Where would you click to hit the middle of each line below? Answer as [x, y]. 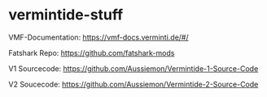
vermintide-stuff [66, 15]
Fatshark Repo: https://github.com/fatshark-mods [92, 53]
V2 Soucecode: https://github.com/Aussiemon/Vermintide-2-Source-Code [133, 84]
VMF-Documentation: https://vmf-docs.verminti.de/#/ [98, 37]
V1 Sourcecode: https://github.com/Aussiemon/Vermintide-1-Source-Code [133, 68]
